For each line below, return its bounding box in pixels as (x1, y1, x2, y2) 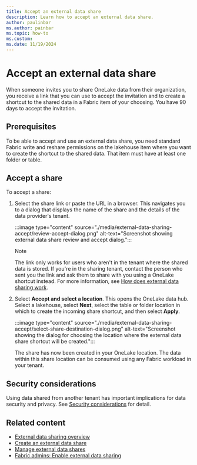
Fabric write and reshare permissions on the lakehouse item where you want (6, 143, 191, 150)
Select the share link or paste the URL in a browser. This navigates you (14, 200, 186, 207)
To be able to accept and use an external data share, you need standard (6, 137, 181, 144)
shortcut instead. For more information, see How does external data (14, 278, 179, 285)
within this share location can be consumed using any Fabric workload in (14, 356, 192, 363)
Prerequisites (6, 122, 56, 132)
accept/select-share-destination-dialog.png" (14, 325, 123, 332)
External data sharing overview (14, 433, 90, 440)
